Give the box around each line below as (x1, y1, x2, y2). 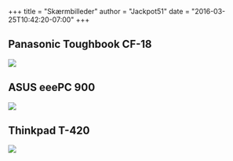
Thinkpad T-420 (8, 124, 90, 137)
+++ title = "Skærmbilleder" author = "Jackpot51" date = (8, 7, 190, 16)
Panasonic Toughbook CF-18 (8, 38, 152, 51)
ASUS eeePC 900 (8, 81, 96, 94)
